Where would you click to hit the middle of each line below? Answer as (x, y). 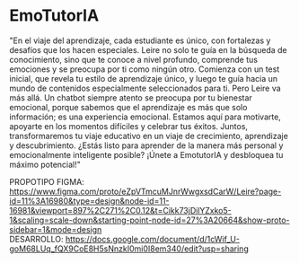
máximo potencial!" (45, 164)
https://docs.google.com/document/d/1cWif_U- (153, 239)
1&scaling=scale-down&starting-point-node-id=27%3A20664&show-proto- (149, 220)
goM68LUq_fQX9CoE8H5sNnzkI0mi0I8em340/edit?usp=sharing (129, 249)
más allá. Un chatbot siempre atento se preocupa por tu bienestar (131, 97)
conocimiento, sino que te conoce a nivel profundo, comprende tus (134, 59)
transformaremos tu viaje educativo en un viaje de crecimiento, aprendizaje (149, 136)
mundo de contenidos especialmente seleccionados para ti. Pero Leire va (145, 88)
